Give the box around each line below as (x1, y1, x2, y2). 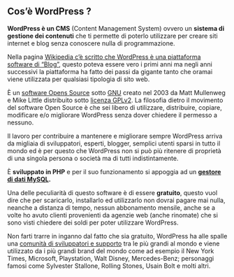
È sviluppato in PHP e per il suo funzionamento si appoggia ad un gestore (7, 167, 221, 176)
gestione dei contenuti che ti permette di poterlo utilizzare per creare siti (7, 31, 218, 40)
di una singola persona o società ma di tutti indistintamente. (7, 154, 179, 162)
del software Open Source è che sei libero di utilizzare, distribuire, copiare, (7, 103, 222, 111)
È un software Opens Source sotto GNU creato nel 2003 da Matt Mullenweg (7, 88, 226, 97)
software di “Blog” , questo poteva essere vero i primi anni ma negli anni (7, 59, 213, 69)
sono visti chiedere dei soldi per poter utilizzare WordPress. (7, 218, 180, 227)
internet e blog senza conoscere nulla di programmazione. (7, 38, 175, 48)
